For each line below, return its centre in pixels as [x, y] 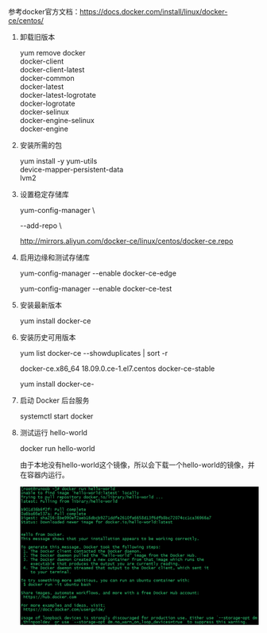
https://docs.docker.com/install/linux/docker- [153, 12]
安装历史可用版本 [48, 337]
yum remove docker [52, 53]
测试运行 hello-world [53, 432]
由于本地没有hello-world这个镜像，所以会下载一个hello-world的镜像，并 [137, 465]
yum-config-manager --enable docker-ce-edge [98, 273]
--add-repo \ [41, 226]
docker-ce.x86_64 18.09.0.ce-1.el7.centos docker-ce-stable [117, 369]
